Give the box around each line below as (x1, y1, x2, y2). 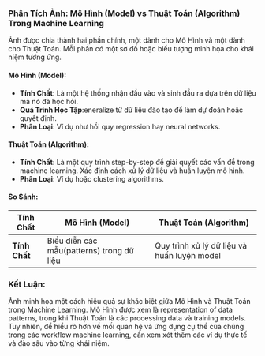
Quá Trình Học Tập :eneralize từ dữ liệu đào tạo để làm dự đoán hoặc (19, 105, 244, 114)
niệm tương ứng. (8, 52, 62, 62)
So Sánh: (8, 192, 39, 201)
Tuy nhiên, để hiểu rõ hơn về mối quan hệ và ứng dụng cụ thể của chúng (8, 322, 244, 332)
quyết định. (19, 113, 57, 122)
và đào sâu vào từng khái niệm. (8, 339, 110, 348)
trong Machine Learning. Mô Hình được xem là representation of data (8, 305, 233, 315)
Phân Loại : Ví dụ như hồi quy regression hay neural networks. (19, 122, 221, 131)
